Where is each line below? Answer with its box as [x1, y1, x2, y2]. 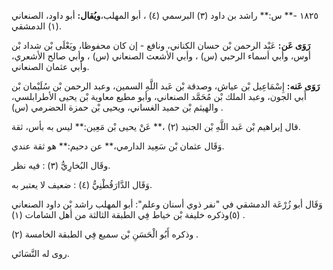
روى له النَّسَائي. [11, 248, 70, 259]
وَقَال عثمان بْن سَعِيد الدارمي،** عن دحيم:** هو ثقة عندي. [11, 140, 225, 152]
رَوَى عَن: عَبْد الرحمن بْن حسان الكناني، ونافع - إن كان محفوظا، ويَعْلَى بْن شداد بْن [11, 40, 311, 51]
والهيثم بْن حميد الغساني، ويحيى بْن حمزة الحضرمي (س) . [11, 101, 224, 113]
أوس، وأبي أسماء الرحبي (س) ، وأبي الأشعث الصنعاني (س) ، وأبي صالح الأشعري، [11, 50, 311, 62]
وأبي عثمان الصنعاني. [11, 61, 90, 72]
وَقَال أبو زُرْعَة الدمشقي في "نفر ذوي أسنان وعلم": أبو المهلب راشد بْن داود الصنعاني [11, 198, 323, 210]
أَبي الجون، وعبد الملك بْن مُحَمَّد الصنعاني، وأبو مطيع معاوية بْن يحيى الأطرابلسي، [11, 91, 307, 102]
